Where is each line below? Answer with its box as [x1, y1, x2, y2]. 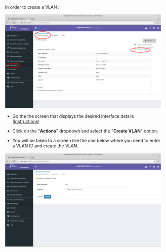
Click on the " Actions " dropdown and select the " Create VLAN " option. [12, 128, 158, 134]
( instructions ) [12, 118, 40, 124]
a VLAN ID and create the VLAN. [12, 143, 79, 149]
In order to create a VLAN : [5, 4, 60, 10]
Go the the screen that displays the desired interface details [12, 113, 134, 119]
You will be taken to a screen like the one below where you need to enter [12, 137, 161, 143]
